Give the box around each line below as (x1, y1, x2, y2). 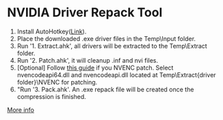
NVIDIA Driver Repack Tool (7, 5, 163, 20)
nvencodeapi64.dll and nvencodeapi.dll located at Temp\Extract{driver (16, 70, 217, 79)
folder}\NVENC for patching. (16, 78, 98, 86)
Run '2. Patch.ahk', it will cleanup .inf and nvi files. (16, 56, 159, 64)
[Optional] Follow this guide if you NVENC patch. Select (16, 63, 174, 72)
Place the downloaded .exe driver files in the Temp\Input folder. (16, 34, 196, 42)
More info (7, 106, 35, 114)
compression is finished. (16, 92, 87, 100)
